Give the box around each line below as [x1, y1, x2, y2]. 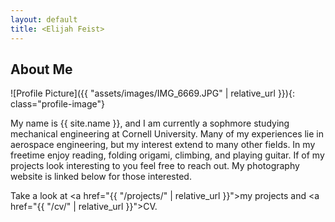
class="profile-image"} [10, 98, 105, 110]
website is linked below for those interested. [10, 171, 192, 183]
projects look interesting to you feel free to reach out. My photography [10, 160, 300, 172]
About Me [10, 61, 73, 78]
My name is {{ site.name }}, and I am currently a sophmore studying [10, 117, 290, 130]
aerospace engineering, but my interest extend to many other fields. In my [10, 139, 316, 151]
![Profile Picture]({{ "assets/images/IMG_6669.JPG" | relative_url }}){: [10, 87, 295, 100]
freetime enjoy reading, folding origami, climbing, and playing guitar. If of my [10, 149, 325, 161]
